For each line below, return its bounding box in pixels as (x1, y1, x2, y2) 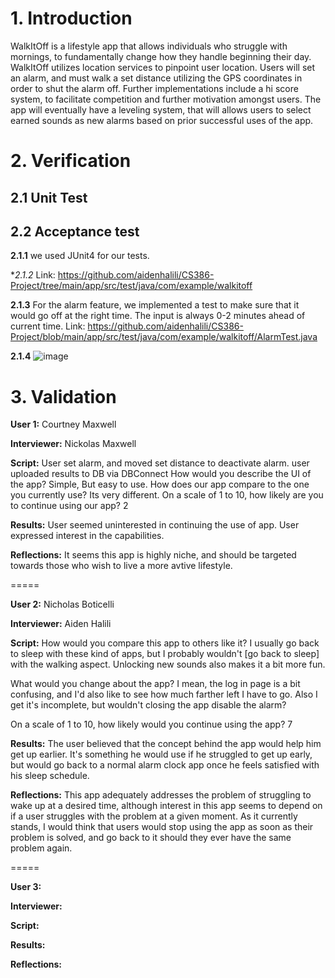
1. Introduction (10, 7, 133, 30)
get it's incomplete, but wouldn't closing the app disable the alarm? (10, 699, 287, 711)
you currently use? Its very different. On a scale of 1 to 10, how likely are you (10, 489, 324, 501)
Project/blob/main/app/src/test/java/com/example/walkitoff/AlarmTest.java (10, 331, 318, 343)
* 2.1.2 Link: (10, 269, 56, 281)
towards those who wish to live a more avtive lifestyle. (10, 560, 233, 572)
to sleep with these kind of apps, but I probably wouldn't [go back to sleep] (10, 648, 320, 660)
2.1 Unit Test (10, 189, 88, 206)
